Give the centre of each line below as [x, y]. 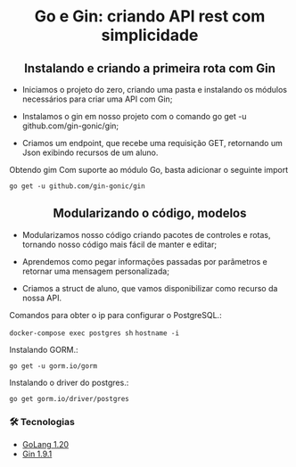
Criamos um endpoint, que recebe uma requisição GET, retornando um [152, 143]
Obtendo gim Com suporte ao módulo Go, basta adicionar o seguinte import [148, 170]
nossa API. [42, 298]
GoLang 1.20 [45, 445]
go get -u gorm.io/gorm [53, 366]
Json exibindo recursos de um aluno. [90, 152]
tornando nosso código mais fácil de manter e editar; [119, 244]
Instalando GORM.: [44, 349]
